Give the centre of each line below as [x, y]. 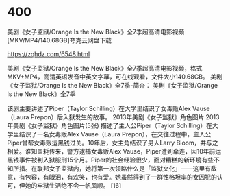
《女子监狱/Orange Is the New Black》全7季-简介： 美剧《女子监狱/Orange [113, 85]
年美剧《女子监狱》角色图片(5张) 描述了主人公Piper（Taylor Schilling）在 [110, 125]
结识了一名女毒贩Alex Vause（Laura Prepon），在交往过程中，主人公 [115, 134]
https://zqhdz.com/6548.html [49, 54]
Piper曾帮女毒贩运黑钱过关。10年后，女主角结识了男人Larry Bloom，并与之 [113, 143]
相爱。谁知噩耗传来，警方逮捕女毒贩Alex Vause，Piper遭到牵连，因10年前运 [114, 151]
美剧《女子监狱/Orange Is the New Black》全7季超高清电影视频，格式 [105, 68]
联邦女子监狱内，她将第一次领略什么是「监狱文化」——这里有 [124, 168]
